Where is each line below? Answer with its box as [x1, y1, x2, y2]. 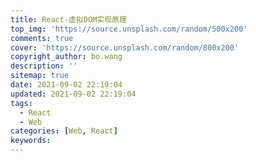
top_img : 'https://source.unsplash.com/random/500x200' [10, 24, 248, 34]
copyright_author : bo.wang [10, 52, 123, 62]
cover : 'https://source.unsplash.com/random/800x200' [10, 42, 240, 53]
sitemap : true [10, 71, 70, 81]
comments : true [10, 33, 74, 43]
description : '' [10, 61, 78, 71]
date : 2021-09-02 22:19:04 [10, 80, 123, 90]
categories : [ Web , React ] [10, 126, 118, 136]
